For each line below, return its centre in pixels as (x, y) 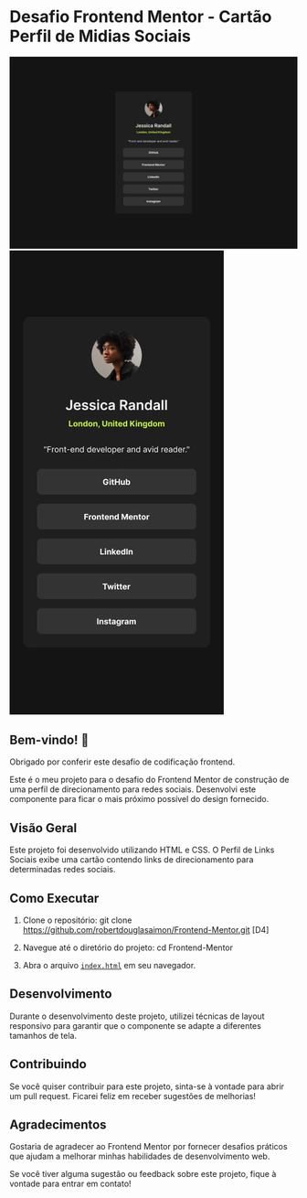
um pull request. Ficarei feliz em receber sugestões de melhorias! (132, 1096)
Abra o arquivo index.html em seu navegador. (109, 966)
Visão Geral (43, 828)
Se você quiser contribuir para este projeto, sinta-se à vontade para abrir (147, 1086)
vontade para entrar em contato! (70, 1184)
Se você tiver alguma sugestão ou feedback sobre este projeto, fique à (143, 1174)
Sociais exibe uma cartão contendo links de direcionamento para (132, 860)
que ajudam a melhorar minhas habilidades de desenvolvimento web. (140, 1156)
